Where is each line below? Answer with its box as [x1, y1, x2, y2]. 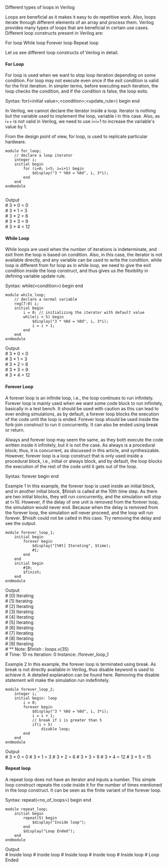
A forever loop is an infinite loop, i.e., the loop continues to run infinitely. [5, 395, 154, 401]
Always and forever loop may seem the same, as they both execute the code [5, 437, 163, 443]
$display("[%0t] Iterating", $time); [32, 543, 111, 548]
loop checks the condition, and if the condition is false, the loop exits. [5, 88, 149, 95]
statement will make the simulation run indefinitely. [5, 677, 110, 683]
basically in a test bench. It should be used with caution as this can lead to [5, 405, 159, 411]
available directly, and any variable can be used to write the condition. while [5, 257, 162, 263]
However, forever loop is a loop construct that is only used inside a [5, 453, 143, 459]
